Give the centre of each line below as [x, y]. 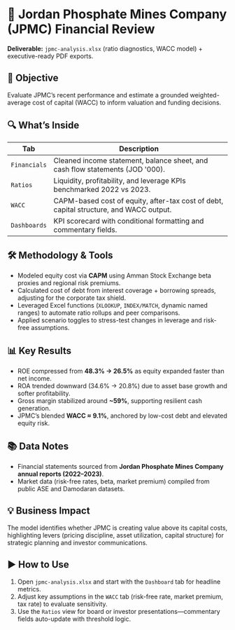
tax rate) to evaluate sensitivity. [62, 604]
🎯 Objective [33, 78]
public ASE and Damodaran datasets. [71, 489]
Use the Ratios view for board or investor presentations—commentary [119, 611]
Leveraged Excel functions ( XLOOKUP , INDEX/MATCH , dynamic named [112, 306]
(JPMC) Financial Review [81, 29]
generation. [34, 409]
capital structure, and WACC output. [113, 210]
